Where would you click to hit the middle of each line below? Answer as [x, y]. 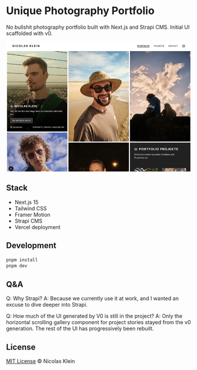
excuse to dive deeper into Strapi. [47, 305]
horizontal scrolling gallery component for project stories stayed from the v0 [98, 322]
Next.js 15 [26, 202]
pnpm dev [17, 266]
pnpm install [22, 260]
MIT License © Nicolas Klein [41, 361]
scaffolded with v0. [29, 33]
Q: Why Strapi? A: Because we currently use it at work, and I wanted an [93, 298]
